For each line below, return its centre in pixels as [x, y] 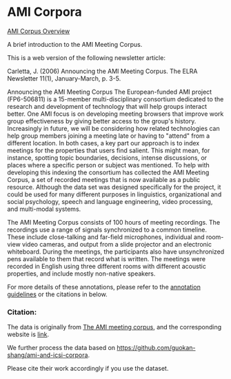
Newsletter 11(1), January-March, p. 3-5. [64, 78]
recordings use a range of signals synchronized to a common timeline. [107, 229]
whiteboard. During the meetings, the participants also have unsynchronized [116, 252]
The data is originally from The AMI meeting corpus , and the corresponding [114, 327]
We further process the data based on [61, 348]
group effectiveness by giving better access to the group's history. [102, 121]
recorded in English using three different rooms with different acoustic [107, 266]
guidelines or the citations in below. [58, 294]
